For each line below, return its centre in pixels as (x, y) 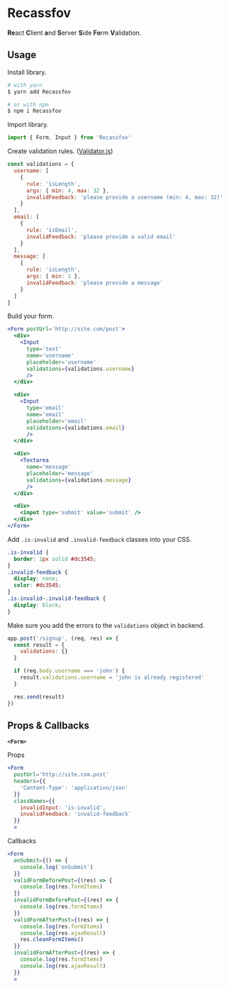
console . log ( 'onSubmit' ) (57, 867)
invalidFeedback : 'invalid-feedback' (76, 814)
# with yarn (25, 85)
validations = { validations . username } (80, 369)
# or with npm (28, 104)
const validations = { (41, 165)
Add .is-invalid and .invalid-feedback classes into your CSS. (100, 539)
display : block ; (38, 605)
